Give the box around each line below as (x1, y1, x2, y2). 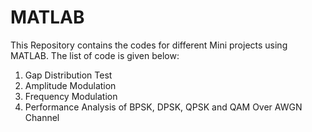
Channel (24, 111, 60, 123)
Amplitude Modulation (24, 79, 117, 91)
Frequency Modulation (24, 90, 118, 102)
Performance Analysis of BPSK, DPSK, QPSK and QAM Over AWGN (24, 101, 303, 113)
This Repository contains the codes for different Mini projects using (10, 39, 288, 51)
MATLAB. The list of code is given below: (10, 49, 180, 61)
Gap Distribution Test (24, 69, 113, 81)
